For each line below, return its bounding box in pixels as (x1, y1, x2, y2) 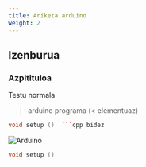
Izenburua (8, 49, 60, 62)
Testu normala (8, 91, 56, 100)
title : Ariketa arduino (8, 11, 87, 20)
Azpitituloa (8, 72, 52, 83)
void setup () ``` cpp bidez (8, 121, 105, 130)
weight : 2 (8, 19, 41, 27)
